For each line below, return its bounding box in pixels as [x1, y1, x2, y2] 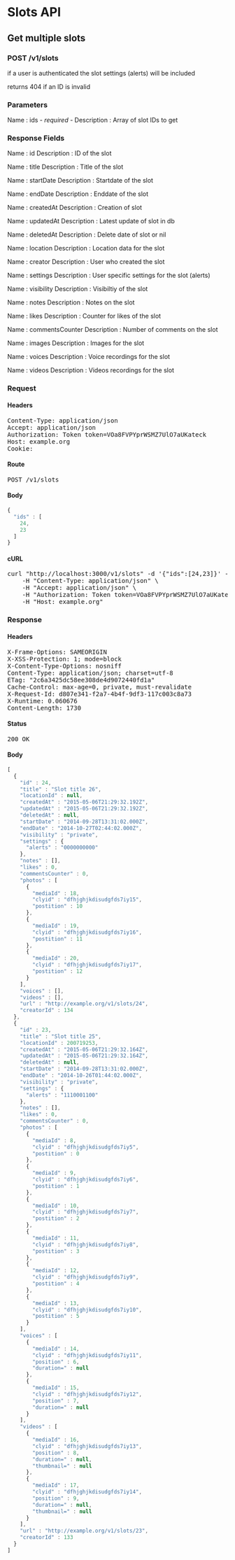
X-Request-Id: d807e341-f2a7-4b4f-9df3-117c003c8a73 [7, 690, 192, 698]
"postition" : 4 [32, 1280, 80, 1288]
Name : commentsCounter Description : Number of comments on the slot [7, 325, 218, 334]
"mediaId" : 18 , [32, 890, 80, 897]
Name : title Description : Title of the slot [7, 162, 124, 171]
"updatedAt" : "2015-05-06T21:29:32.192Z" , [20, 806, 149, 813]
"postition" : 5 [32, 1313, 80, 1320]
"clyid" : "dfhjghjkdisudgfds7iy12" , [32, 1391, 142, 1398]
